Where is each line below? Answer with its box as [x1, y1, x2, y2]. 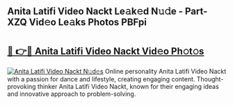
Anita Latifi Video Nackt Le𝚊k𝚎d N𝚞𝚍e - [7, 6, 183, 17]
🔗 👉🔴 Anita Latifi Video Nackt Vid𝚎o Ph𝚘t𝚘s [7, 45, 204, 57]
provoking [7, 83, 36, 90]
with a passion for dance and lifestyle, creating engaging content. [7, 75, 195, 83]
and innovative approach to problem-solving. [7, 90, 136, 98]
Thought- [196, 75, 224, 83]
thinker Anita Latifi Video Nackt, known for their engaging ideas [37, 83, 219, 90]
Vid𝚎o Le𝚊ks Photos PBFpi [29, 17, 147, 29]
